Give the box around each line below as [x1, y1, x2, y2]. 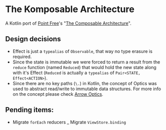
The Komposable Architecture [5, 4, 135, 15]
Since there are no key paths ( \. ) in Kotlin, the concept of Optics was [12, 80, 157, 86]
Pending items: [5, 106, 54, 114]
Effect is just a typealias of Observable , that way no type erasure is [12, 48, 153, 54]
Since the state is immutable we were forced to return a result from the [12, 59, 160, 65]
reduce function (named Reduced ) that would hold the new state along [12, 64, 157, 70]
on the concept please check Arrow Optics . [12, 91, 104, 97]
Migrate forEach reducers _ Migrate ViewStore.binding [12, 119, 127, 125]
